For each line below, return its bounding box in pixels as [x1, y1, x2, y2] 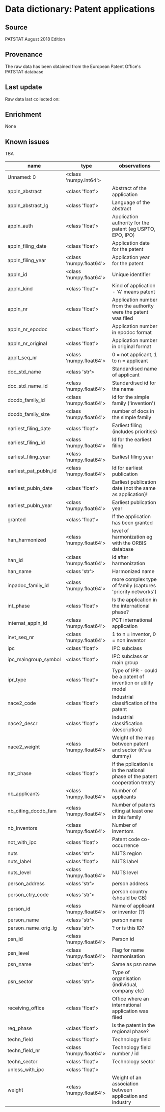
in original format [112, 343, 151, 350]
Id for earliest [112, 465, 143, 472]
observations [118, 163, 151, 169]
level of [112, 527, 129, 534]
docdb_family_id [7, 397, 45, 404]
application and [112, 1093, 148, 1100]
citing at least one [112, 808, 153, 814]
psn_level [7, 950, 29, 957]
